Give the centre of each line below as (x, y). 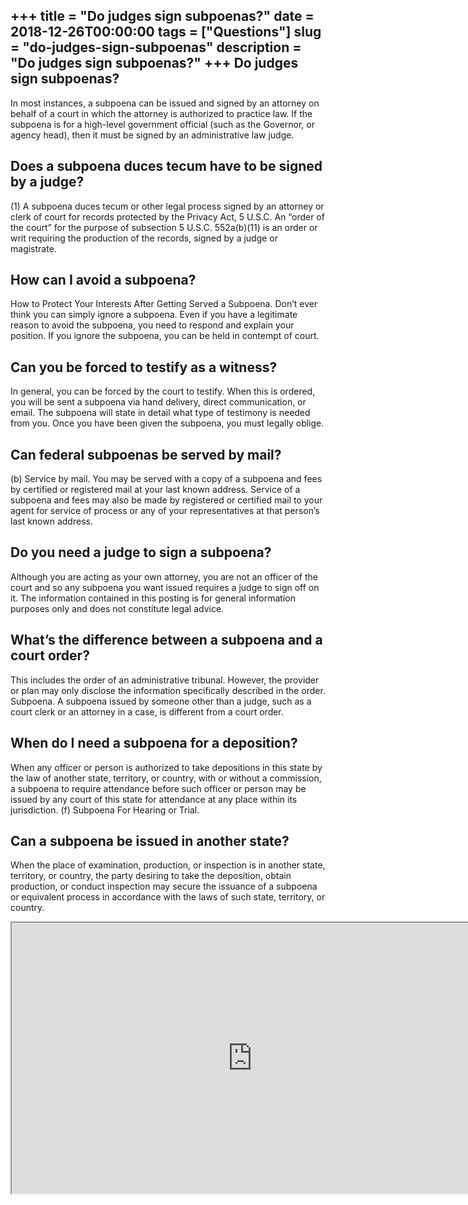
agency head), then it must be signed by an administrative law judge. (152, 135)
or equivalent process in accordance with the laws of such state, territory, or (168, 897)
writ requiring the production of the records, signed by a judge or (144, 238)
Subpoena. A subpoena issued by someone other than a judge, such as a (161, 701)
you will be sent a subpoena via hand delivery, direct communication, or (158, 402)
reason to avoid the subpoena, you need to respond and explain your (152, 325)
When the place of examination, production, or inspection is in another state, (168, 865)
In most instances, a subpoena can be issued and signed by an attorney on (165, 103)
